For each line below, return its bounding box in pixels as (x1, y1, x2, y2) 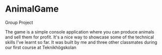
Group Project (5, 19, 33, 25)
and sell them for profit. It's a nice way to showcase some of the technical (5, 34, 154, 40)
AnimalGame (5, 3, 59, 15)
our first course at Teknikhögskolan (5, 44, 77, 50)
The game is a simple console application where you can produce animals (5, 29, 154, 35)
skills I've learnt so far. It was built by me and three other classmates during (5, 39, 158, 45)
